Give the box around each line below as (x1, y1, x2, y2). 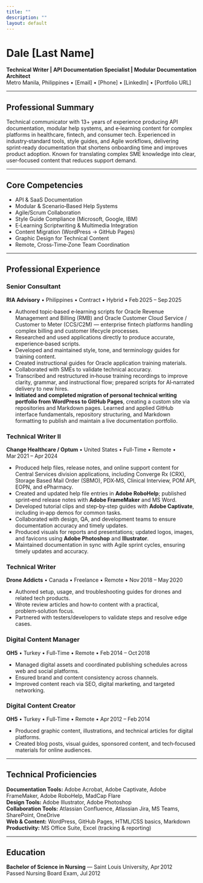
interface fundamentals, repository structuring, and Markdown (14, 411, 171, 418)
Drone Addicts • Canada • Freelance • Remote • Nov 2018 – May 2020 (6, 576, 183, 584)
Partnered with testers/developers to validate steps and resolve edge (14, 614, 187, 621)
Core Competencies (6, 180, 83, 191)
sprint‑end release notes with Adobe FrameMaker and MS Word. (14, 496, 177, 503)
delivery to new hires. (14, 385, 69, 392)
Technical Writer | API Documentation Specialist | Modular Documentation (6, 66, 197, 73)
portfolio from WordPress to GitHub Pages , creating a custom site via (14, 397, 190, 405)
